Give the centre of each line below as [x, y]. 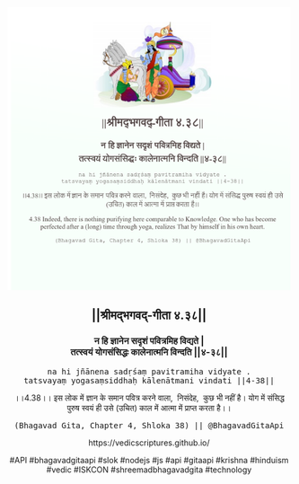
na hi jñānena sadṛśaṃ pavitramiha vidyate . [149, 371]
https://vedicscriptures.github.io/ [149, 443]
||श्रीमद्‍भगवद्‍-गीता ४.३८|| [149, 316]
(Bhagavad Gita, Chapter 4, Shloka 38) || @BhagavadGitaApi [149, 425]
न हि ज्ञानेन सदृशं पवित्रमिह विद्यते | [149, 341]
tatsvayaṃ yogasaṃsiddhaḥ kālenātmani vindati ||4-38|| [149, 380]
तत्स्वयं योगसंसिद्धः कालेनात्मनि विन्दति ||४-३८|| [149, 352]
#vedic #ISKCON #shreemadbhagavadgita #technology [149, 470]
